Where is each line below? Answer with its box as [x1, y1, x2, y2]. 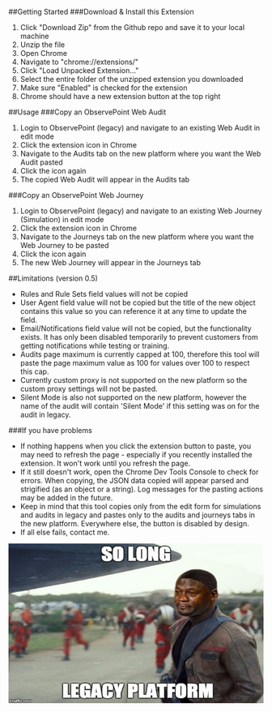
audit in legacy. [19, 410, 71, 419]
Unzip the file [19, 40, 66, 49]
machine [19, 32, 50, 41]
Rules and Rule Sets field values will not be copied [19, 290, 189, 298]
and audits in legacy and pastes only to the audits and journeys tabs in [19, 510, 256, 520]
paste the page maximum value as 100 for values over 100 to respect [19, 358, 250, 367]
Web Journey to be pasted [19, 241, 109, 250]
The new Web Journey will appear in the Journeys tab [19, 258, 201, 267]
